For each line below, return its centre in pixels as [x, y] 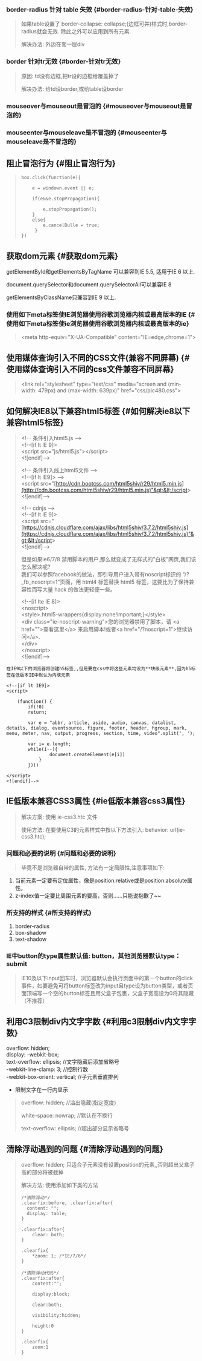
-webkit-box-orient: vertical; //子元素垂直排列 [62, 1076]
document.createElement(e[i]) [87, 754]
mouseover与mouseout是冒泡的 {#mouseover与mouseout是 [96, 106]
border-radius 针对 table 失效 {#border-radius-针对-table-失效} [100, 9]
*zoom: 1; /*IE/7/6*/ [59, 1256]
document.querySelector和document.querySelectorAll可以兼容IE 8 [89, 285]
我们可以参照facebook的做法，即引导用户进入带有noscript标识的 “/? [105, 574]
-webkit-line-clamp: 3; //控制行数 [47, 1069]
